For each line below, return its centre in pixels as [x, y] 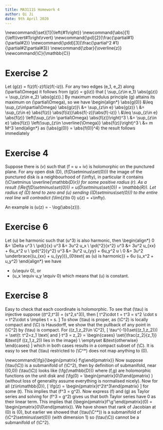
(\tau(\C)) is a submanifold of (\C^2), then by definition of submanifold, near [81, 365]
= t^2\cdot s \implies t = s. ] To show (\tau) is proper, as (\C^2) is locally [77, 320]
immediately [17, 133]
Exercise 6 [27, 227]
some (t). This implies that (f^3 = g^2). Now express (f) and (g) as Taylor [77, 391]
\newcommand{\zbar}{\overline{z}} [86, 48]
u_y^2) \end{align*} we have [33, 261]
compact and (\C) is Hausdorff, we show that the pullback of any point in [78, 325]
